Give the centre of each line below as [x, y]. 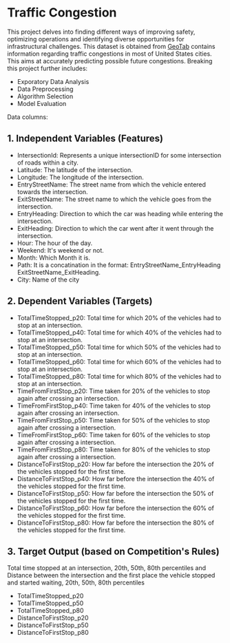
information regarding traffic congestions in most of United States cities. [109, 54]
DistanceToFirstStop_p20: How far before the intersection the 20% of [116, 464]
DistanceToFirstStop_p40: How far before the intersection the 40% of [116, 478]
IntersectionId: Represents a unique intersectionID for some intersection [119, 155]
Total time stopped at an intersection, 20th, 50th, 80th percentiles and [107, 568]
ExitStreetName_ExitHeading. [59, 272]
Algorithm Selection [45, 96]
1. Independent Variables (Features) [85, 139]
